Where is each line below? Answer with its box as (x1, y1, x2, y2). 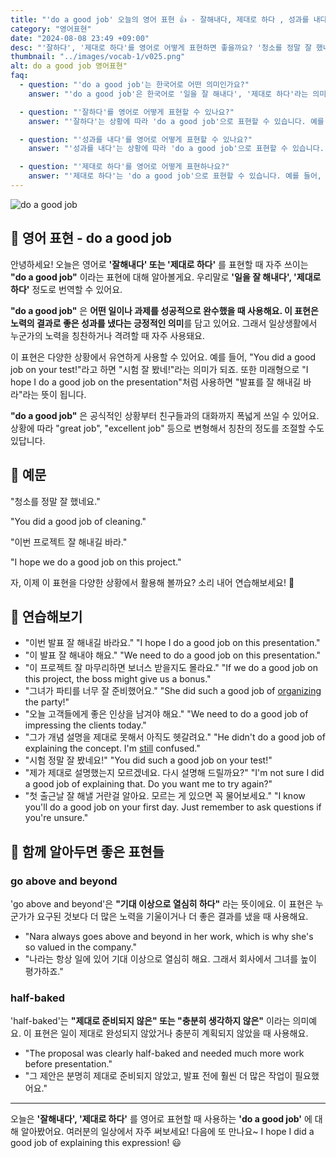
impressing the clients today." (24, 719, 147, 731)
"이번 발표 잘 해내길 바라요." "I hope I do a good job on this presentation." (24, 637, 321, 649)
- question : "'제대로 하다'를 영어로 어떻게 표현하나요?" (19, 162, 230, 172)
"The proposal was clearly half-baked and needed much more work (24, 1047, 305, 1060)
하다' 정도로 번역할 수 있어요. (10, 283, 123, 295)
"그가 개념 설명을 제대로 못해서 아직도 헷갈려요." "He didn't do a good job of (24, 731, 326, 743)
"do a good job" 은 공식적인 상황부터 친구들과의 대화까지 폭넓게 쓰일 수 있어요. (10, 409, 320, 421)
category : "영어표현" (10, 24, 92, 34)
